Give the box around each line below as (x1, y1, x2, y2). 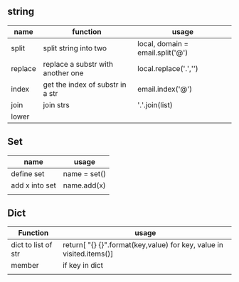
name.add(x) (63, 180, 107, 190)
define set (11, 168, 45, 178)
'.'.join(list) (137, 99, 173, 109)
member (11, 261, 39, 271)
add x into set (11, 180, 57, 190)
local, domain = (137, 38, 189, 48)
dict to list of (11, 240, 53, 250)
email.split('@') (137, 48, 188, 58)
